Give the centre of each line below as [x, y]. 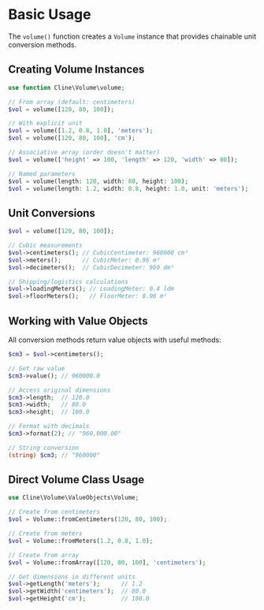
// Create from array [44, 555]
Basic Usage [50, 15]
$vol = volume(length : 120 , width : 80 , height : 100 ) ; [99, 181]
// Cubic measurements [45, 246]
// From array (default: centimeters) [72, 102]
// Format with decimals [49, 426]
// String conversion [44, 448]
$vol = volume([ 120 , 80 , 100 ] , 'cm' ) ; [72, 138]
